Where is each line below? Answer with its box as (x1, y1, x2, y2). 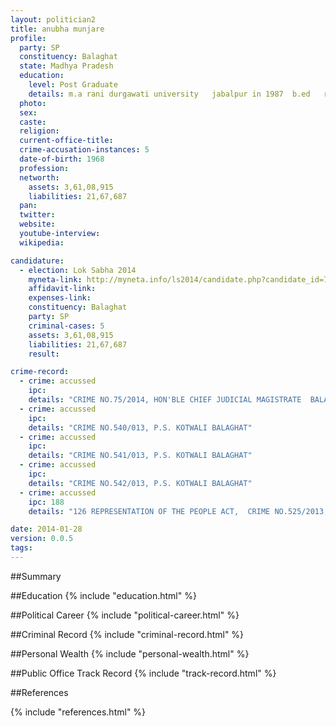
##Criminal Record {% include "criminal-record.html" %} (10, 628, 245, 640)
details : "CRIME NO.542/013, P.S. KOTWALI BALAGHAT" (28, 478, 253, 488)
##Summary (10, 570, 62, 582)
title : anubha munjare (10, 24, 105, 34)
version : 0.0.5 (10, 534, 74, 544)
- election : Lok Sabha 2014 (19, 265, 137, 275)
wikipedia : (19, 237, 65, 248)
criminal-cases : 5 (28, 321, 105, 331)
